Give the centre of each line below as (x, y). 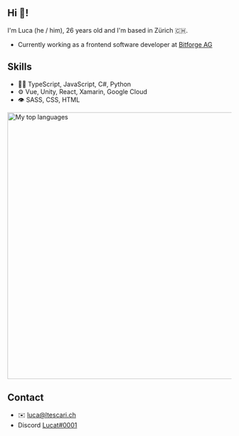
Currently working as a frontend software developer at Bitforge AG (115, 44)
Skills (20, 67)
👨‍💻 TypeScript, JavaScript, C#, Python (74, 84)
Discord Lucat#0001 (47, 425)
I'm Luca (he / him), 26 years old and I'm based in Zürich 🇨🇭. (98, 30)
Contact (26, 398)
